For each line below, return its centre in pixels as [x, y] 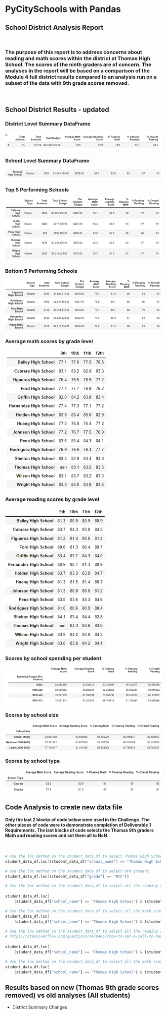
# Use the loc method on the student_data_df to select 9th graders [77, 871]
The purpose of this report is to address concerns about [74, 52]
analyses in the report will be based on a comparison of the [78, 70]
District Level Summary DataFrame [48, 123]
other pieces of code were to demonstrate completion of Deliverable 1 [78, 825]
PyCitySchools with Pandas [63, 9]
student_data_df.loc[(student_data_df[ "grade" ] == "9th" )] [67, 876]
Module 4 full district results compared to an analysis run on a [81, 77]
